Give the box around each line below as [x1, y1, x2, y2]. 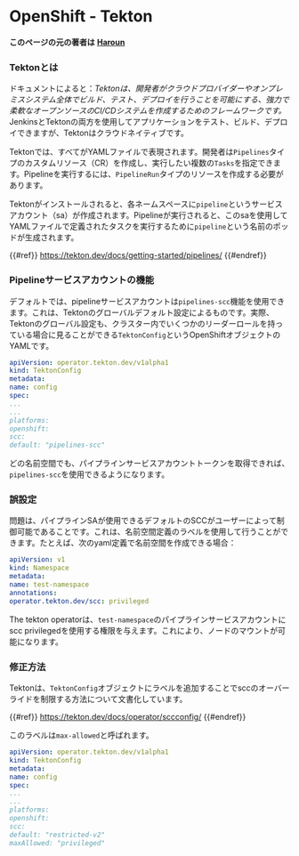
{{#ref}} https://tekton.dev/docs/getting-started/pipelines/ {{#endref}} [9, 250, 267, 261]
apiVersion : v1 [9, 555, 66, 564]
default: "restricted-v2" [9, 830, 105, 839]
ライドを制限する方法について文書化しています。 [9, 694, 188, 704]
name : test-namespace [9, 580, 90, 589]
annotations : [9, 588, 58, 597]
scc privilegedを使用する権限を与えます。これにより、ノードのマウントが [9, 625, 279, 635]
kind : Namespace [9, 563, 69, 573]
